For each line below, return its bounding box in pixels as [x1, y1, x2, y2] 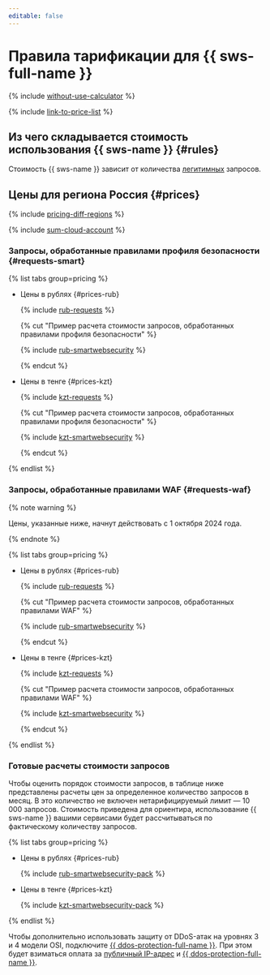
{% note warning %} [8, 502, 77, 512]
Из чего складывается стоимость [8, 130, 189, 144]
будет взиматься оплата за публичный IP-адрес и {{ [8, 949, 189, 959]
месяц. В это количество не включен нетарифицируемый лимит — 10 [8, 796, 250, 805]
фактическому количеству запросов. [8, 822, 138, 831]
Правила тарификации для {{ [8, 46, 216, 65]
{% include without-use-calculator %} [8, 91, 135, 101]
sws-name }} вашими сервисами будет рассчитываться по [8, 813, 213, 823]
